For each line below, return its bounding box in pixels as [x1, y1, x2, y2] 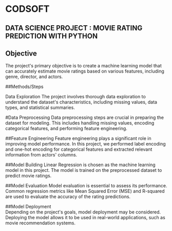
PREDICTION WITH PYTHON [5, 31, 98, 40]
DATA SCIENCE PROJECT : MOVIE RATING [5, 24, 143, 32]
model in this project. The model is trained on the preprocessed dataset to [5, 167, 162, 173]
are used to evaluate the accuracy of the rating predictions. [5, 193, 131, 200]
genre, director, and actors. [5, 74, 63, 80]
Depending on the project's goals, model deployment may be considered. [5, 209, 161, 215]
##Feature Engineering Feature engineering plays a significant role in [5, 135, 151, 141]
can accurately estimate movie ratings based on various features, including [5, 68, 164, 75]
